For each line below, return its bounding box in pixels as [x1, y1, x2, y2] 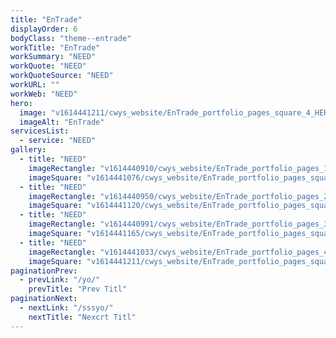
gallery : [10, 145, 47, 155]
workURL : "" [10, 80, 60, 90]
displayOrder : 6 [10, 24, 78, 34]
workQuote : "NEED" [10, 61, 87, 71]
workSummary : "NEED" [10, 52, 97, 62]
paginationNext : [10, 294, 78, 304]
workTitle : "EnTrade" [10, 42, 101, 53]
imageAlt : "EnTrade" [19, 117, 105, 127]
